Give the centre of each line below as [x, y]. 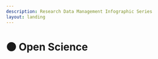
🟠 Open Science [47, 47]
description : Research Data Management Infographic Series [79, 11]
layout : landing [26, 17]
